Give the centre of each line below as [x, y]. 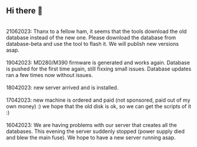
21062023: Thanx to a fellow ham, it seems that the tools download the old [96, 31]
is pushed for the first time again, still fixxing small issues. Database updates [99, 69]
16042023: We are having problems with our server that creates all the [92, 125]
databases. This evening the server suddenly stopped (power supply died [96, 131]
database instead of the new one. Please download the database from [91, 37]
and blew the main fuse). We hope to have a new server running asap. [91, 137]
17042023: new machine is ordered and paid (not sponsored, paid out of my [98, 100]
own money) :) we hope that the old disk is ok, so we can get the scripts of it [98, 106]
